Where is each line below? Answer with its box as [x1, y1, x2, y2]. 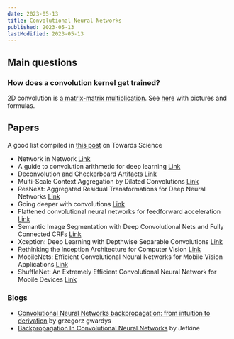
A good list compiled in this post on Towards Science [7, 140, 162, 149]
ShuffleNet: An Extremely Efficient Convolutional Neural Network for [17, 267, 217, 276]
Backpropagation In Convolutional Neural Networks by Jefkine [17, 324, 201, 333]
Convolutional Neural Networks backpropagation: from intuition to [17, 309, 211, 318]
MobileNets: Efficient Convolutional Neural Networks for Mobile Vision [17, 252, 223, 261]
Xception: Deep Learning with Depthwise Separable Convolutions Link [17, 237, 223, 245]
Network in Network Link [17, 154, 91, 163]
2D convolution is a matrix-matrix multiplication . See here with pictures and [7, 94, 227, 102]
